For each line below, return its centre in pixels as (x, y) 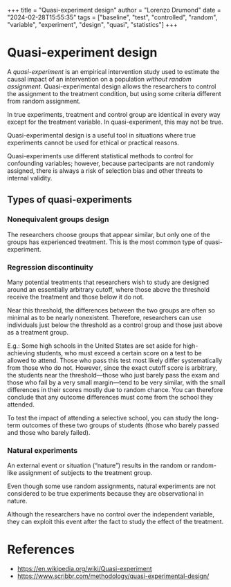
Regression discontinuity (50, 267)
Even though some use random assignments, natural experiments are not (111, 486)
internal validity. (30, 178)
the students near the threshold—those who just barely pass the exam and (113, 375)
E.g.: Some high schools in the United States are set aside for (94, 346)
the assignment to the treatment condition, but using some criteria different (114, 93)
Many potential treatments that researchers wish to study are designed (108, 282)
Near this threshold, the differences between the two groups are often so (111, 310)
